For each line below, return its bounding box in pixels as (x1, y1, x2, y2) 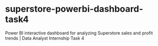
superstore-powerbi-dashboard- (5, 3, 143, 15)
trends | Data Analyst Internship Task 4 (5, 35, 84, 41)
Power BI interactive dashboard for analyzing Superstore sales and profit (5, 30, 153, 36)
